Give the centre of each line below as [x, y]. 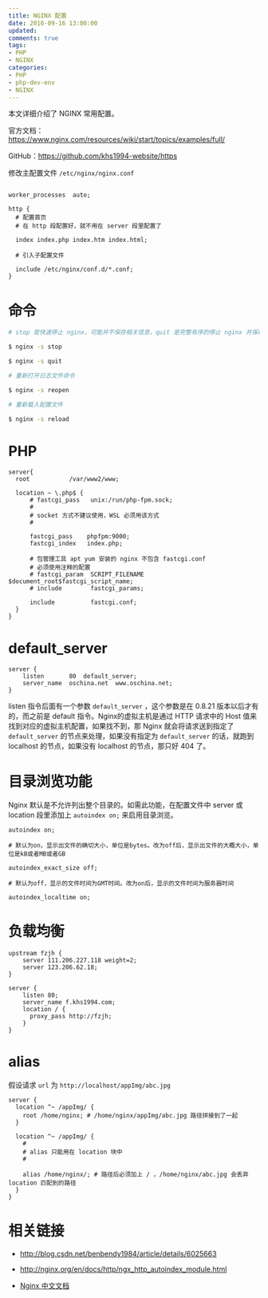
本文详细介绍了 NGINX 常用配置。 [63, 113]
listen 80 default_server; [80, 677]
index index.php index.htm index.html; [82, 240]
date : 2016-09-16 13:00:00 [53, 23]
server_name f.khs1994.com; [69, 1002]
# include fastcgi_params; [87, 589]
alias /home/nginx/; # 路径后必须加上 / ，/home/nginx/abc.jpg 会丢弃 [136, 1175]
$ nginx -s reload [39, 419]
